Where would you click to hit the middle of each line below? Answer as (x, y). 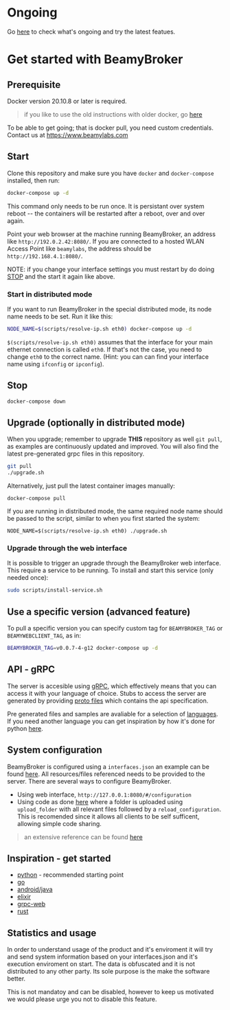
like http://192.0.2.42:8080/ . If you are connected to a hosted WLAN (106, 241)
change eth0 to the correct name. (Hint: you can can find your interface (108, 356)
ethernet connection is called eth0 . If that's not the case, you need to (105, 349)
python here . (25, 728)
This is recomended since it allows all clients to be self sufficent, (108, 816)
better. (16, 978)
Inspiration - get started (59, 858)
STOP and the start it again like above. (61, 277)
